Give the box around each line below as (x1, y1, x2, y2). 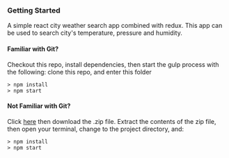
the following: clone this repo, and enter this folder (7, 68, 152, 76)
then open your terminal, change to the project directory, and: (7, 125, 184, 133)
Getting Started (7, 6, 61, 15)
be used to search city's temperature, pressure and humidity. (7, 29, 182, 37)
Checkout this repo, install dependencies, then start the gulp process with (7, 60, 219, 68)
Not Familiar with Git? (7, 102, 71, 110)
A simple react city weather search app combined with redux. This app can (7, 22, 223, 30)
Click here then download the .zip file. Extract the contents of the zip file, (7, 117, 216, 125)
